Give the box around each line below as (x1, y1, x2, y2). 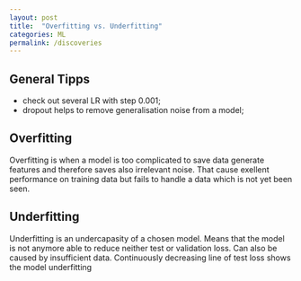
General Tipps (9, 71, 90, 86)
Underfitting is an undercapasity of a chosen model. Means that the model (9, 233, 285, 243)
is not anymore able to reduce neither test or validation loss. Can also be (9, 242, 278, 253)
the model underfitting (9, 261, 93, 272)
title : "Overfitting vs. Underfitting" (9, 22, 164, 31)
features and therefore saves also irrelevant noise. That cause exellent (9, 163, 270, 175)
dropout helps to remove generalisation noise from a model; (22, 105, 244, 116)
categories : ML (9, 30, 66, 39)
